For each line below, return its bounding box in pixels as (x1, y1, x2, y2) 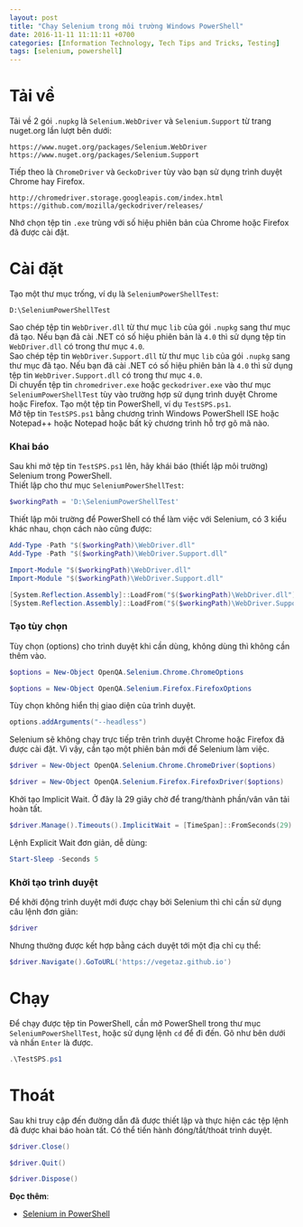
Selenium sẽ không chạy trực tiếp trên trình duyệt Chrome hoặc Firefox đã (9, 734, 285, 745)
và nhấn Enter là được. (9, 1036, 94, 1048)
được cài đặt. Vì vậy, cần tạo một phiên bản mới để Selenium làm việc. (9, 744, 271, 754)
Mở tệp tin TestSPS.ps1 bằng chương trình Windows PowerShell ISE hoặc (9, 408, 280, 418)
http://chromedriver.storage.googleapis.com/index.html (9, 193, 224, 203)
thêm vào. (9, 650, 47, 660)
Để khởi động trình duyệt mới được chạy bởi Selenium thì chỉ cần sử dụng (9, 896, 282, 908)
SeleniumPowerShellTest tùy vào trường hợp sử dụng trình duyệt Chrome (9, 389, 278, 399)
